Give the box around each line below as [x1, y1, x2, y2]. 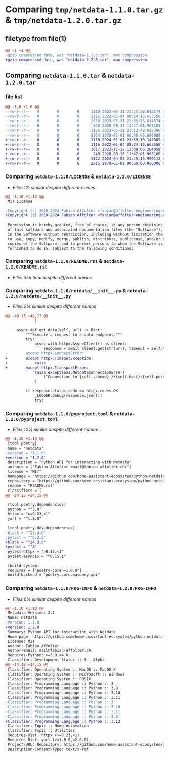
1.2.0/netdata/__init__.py [5, 293, 71, 299]
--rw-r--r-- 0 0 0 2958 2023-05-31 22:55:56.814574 [5, 118, 161, 123]
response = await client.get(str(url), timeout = [43, 346, 150, 351]
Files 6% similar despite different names [12, 596, 97, 602]
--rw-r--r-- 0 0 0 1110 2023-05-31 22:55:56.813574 [5, 109, 161, 114]
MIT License [7, 199, 33, 204]
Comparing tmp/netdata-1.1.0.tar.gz [5, 4, 163, 15]
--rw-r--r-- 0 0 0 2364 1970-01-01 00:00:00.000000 [5, 132, 161, 138]
